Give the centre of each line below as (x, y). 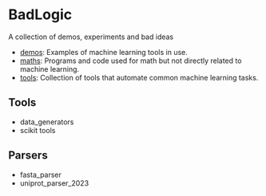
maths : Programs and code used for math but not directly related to (131, 61)
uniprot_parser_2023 (54, 183)
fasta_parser (41, 174)
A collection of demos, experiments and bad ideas (91, 37)
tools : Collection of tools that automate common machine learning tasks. (139, 77)
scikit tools (38, 130)
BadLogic (40, 15)
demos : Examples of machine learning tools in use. (103, 52)
